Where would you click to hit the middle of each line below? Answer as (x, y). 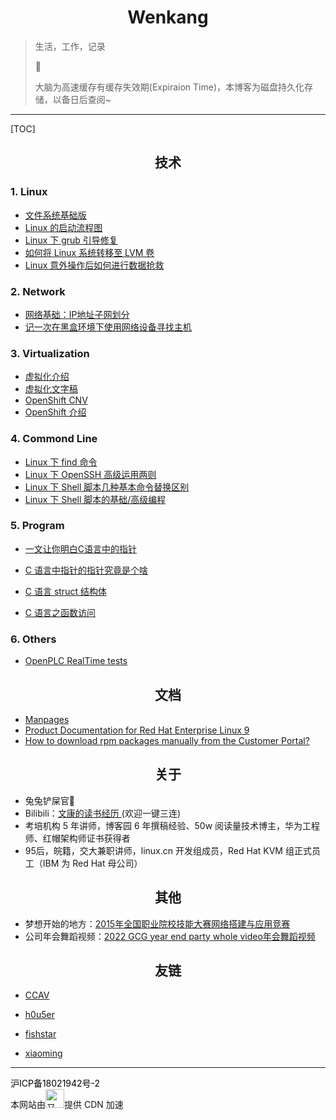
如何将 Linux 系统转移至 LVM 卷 (89, 252)
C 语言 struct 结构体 (65, 591)
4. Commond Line (54, 439)
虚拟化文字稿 (51, 389)
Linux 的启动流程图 (63, 227)
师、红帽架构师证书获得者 (77, 838)
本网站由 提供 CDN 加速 (67, 1105)
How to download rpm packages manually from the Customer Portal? (167, 740)
